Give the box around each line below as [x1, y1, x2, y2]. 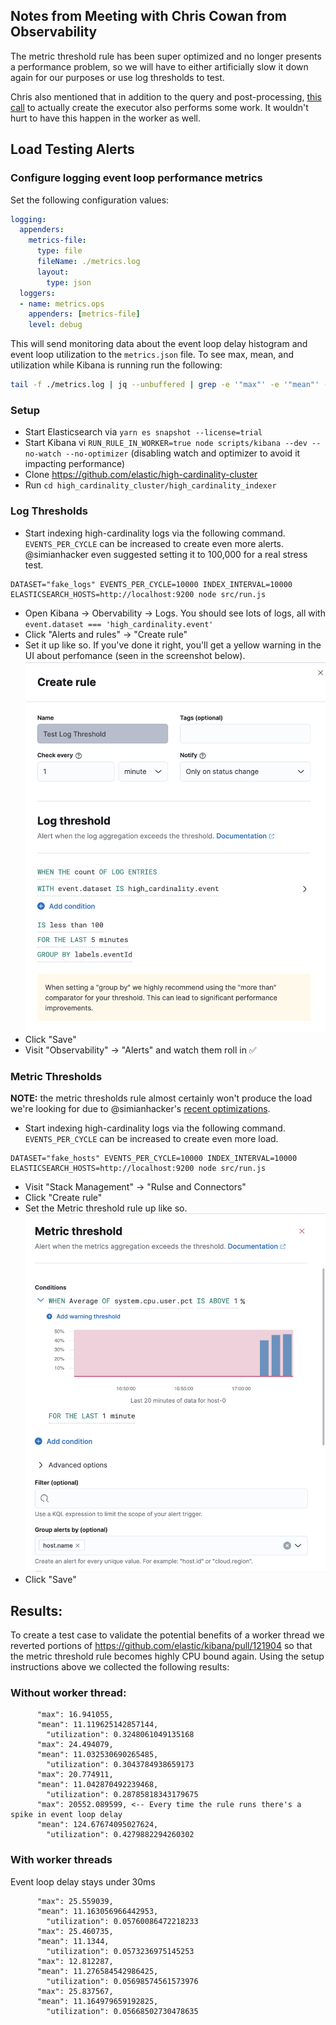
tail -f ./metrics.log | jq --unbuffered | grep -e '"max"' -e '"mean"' [10, 380, 320, 390]
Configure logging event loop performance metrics [10, 171, 263, 185]
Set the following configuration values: [10, 194, 170, 206]
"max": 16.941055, [36, 1710, 114, 1720]
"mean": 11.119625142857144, [36, 1720, 159, 1730]
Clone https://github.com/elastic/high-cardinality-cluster [24, 469, 258, 481]
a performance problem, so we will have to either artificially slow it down [10, 60, 309, 73]
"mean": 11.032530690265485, [36, 1750, 159, 1760]
